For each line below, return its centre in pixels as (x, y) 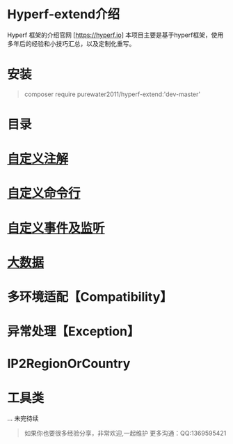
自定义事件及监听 (56, 228)
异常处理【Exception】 (73, 331)
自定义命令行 (44, 193)
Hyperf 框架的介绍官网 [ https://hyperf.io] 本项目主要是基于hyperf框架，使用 (115, 35)
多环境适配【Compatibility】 (90, 297)
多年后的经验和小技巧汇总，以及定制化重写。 (71, 43)
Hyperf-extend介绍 (64, 14)
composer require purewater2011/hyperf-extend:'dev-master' (112, 94)
